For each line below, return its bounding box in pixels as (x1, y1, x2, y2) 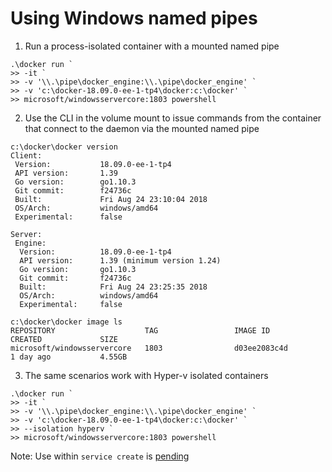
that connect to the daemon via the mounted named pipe (24, 122, 260, 134)
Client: (10, 150, 43, 161)
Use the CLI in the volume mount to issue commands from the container (24, 112, 322, 124)
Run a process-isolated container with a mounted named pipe (24, 40, 280, 52)
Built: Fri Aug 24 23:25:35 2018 (19, 282, 208, 292)
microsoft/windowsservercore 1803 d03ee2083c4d (10, 343, 288, 353)
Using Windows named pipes (10, 7, 258, 30)
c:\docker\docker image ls (10, 317, 123, 327)
